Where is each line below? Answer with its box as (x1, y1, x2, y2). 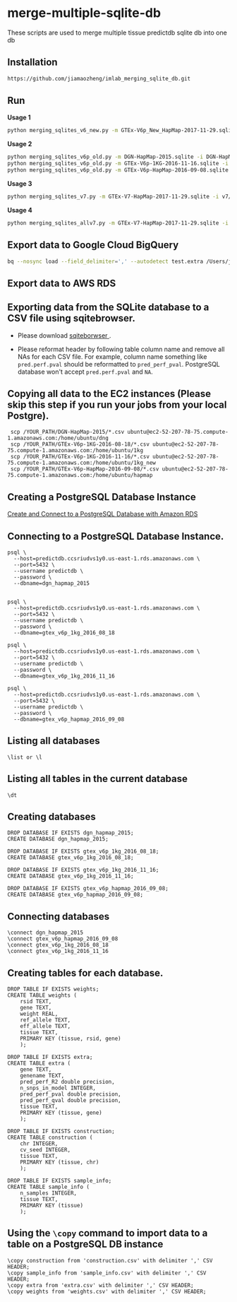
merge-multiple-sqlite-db (7, 5, 161, 21)
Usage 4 (7, 206, 33, 214)
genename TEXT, (20, 1072, 65, 1079)
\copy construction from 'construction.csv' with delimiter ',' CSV (7, 1257, 213, 1264)
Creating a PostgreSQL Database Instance (7, 491, 196, 503)
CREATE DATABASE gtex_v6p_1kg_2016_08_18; (7, 854, 134, 861)
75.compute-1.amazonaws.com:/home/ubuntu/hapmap (7, 472, 153, 479)
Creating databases (7, 811, 97, 823)
